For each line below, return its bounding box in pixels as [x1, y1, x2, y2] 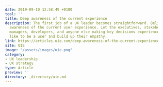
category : [5, 52, 25, 57]
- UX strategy [5, 61, 34, 66]
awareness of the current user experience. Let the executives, [9, 25, 142, 30]
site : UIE [5, 43, 25, 48]
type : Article [5, 66, 34, 71]
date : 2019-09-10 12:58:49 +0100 [5, 7, 73, 12]
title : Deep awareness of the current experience [5, 16, 108, 21]
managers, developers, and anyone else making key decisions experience [9, 29, 160, 34]
